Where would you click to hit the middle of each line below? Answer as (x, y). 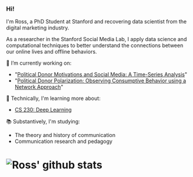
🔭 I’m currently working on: (39, 63)
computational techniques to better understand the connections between (95, 45)
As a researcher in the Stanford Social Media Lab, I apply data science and (96, 39)
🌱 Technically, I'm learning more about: (54, 98)
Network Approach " (39, 87)
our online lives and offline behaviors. (51, 52)
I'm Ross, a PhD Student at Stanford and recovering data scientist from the (96, 22)
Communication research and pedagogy (64, 141)
